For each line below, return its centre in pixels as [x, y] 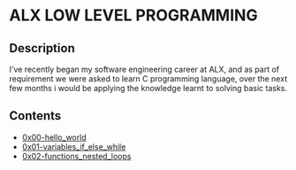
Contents [35, 116]
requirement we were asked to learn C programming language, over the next [148, 79]
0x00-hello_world [54, 137]
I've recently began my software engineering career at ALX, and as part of [144, 69]
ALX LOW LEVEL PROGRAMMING [133, 15]
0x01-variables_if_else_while [74, 146]
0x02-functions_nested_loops [76, 156]
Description [42, 48]
